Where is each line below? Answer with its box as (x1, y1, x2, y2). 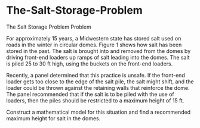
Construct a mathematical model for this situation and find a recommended (6, 108, 191, 115)
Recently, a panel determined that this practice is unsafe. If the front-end (6, 71, 185, 79)
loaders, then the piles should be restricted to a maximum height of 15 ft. (6, 96, 184, 104)
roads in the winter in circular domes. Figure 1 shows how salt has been (6, 41, 182, 48)
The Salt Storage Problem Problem (6, 23, 91, 30)
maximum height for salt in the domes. (6, 114, 101, 122)
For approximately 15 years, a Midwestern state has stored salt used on (6, 35, 181, 42)
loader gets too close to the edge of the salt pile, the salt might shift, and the (6, 78, 194, 85)
